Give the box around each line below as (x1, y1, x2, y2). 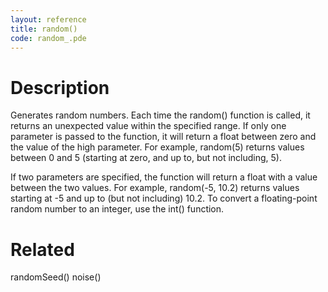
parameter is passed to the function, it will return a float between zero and (10, 131, 317, 143)
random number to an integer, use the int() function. (10, 203, 225, 215)
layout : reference (10, 14, 87, 25)
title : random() (10, 24, 78, 34)
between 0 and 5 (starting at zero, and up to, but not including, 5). (10, 152, 282, 164)
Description (10, 76, 110, 99)
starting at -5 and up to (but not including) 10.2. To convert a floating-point (10, 192, 318, 205)
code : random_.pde (10, 33, 87, 43)
